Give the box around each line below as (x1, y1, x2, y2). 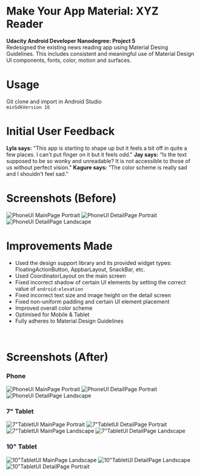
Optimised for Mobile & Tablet (15, 310, 90, 318)
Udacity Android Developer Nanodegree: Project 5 (6, 37, 136, 44)
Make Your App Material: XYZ (6, 4, 159, 18)
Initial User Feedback (6, 124, 115, 138)
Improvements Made (6, 239, 113, 253)
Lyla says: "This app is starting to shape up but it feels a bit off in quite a (6, 144, 188, 152)
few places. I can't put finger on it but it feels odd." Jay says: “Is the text (6, 150, 187, 158)
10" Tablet (6, 443, 38, 451)
